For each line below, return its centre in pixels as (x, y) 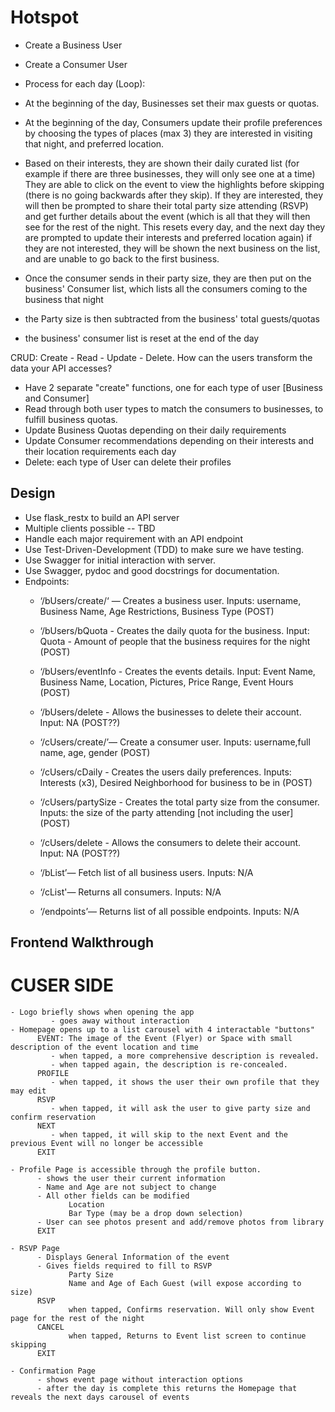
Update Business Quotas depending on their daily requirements (155, 430)
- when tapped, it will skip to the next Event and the (169, 1135)
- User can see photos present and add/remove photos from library (180, 1222)
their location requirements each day (100, 451)
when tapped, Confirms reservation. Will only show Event (191, 1310)
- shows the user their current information (131, 1179)
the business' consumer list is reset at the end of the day (142, 338)
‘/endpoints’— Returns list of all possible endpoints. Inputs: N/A (169, 911)
